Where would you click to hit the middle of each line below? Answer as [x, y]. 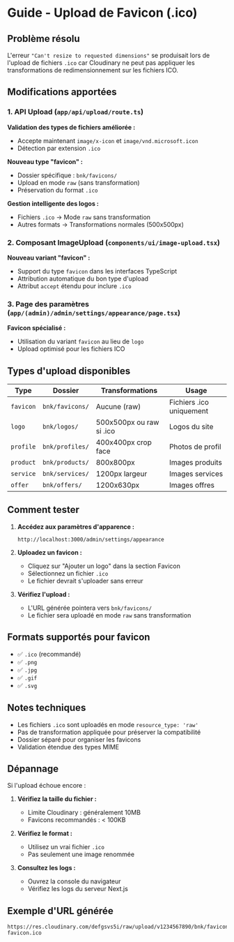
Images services [196, 474]
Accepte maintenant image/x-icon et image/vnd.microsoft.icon [108, 140]
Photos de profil [195, 447]
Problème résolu [44, 39]
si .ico [106, 431]
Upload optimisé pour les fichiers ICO [71, 349]
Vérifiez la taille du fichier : [57, 799]
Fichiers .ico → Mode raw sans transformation [84, 217]
